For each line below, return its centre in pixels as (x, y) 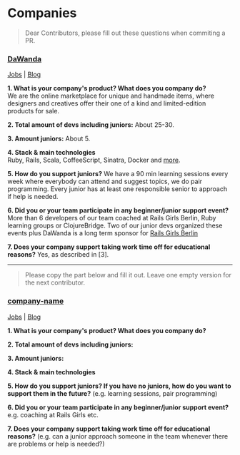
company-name (36, 301)
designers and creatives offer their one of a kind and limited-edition (107, 103)
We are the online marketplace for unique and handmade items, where (111, 96)
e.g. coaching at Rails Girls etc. (53, 414)
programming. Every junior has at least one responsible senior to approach (117, 189)
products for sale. (33, 111)
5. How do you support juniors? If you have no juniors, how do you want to (119, 386)
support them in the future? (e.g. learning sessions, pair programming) (112, 393)
